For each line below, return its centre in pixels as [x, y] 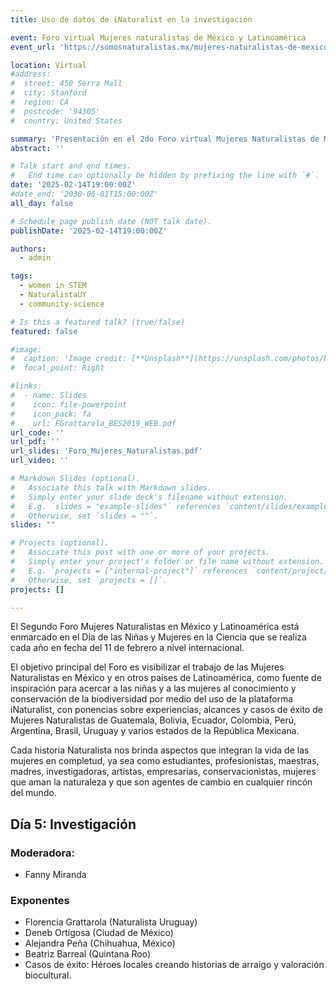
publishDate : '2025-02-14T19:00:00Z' [89, 231]
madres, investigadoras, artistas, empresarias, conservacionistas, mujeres [163, 772]
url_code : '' [37, 432]
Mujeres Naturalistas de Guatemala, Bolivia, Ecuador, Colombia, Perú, [153, 720]
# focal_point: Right [57, 368]
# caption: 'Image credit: [69, 359]
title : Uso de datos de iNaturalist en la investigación [131, 19]
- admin [35, 258]
